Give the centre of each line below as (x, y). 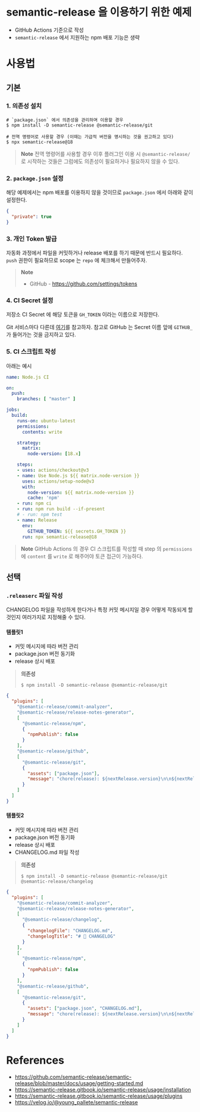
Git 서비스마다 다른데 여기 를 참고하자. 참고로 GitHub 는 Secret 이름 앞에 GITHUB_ (99, 327)
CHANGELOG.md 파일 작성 (47, 852)
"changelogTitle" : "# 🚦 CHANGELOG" (72, 936)
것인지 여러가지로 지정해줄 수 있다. (46, 617)
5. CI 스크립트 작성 (31, 352)
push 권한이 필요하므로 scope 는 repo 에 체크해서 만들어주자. (77, 260)
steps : (25, 465)
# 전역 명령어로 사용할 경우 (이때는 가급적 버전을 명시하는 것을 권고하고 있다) (90, 137)
